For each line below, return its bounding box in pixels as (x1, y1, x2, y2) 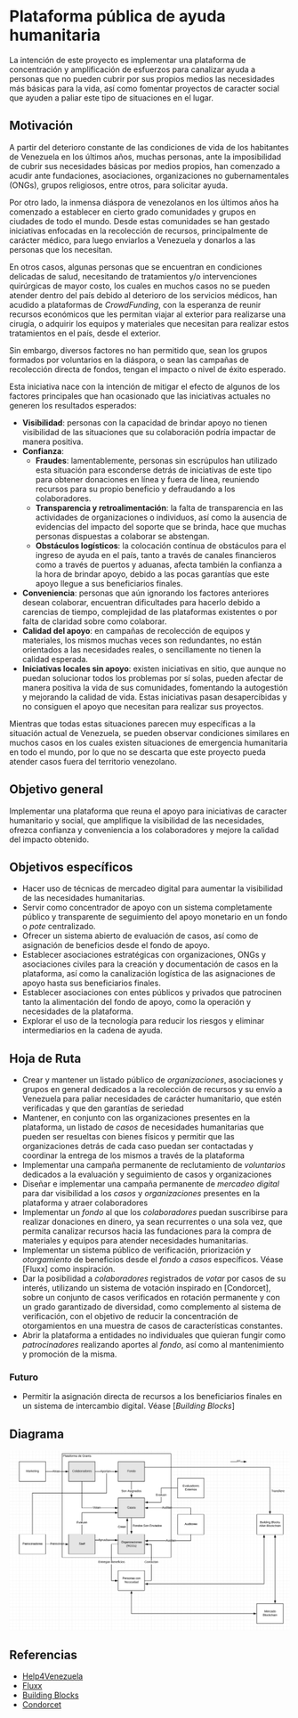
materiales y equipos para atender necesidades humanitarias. (21, 1236, 249, 1246)
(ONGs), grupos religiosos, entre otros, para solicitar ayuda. (9, 180, 229, 190)
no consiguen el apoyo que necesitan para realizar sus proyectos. (21, 701, 264, 711)
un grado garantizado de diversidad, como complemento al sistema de (21, 1301, 282, 1312)
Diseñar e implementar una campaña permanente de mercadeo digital (21, 1179, 280, 1189)
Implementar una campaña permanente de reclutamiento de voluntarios (21, 1160, 286, 1171)
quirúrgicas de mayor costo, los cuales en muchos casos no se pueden (9, 280, 270, 291)
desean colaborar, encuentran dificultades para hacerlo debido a (21, 596, 261, 607)
